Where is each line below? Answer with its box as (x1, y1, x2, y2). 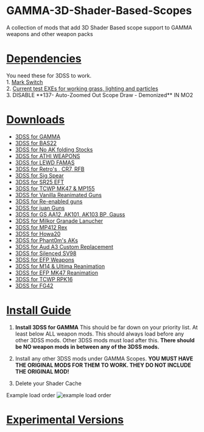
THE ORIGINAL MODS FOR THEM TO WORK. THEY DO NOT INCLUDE (15, 361, 192, 369)
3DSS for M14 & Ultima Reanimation (15, 262, 105, 270)
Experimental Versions (6, 412, 124, 427)
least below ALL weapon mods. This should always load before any (15, 330, 185, 337)
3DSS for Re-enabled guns (15, 198, 83, 205)
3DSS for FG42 (15, 282, 54, 289)
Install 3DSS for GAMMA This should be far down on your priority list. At (15, 323, 198, 331)
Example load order (6, 391, 55, 398)
